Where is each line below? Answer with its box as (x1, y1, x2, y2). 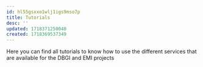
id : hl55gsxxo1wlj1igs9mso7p (6, 8, 80, 15)
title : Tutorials (6, 14, 51, 21)
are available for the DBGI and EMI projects (6, 54, 115, 62)
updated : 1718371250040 (6, 25, 67, 32)
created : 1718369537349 (6, 31, 67, 37)
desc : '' (6, 20, 29, 26)
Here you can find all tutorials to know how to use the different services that (6, 48, 197, 55)
